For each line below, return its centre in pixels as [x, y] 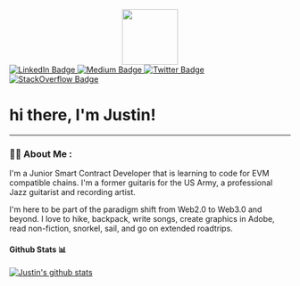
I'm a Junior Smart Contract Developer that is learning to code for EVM [139, 174]
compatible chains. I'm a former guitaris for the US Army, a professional [141, 183]
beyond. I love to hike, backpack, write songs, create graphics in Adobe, [142, 219]
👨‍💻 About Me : [41, 153]
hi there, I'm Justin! [83, 115]
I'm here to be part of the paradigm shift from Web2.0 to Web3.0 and [136, 209]
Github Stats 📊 [38, 249]
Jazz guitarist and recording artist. [73, 192]
